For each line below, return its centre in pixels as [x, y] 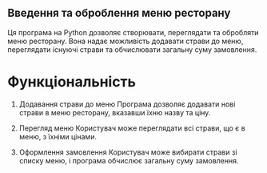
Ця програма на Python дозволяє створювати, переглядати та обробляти [133, 32]
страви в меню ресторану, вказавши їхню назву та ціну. [115, 112]
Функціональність [72, 82]
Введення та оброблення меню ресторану [119, 13]
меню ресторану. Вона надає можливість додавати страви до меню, [126, 41]
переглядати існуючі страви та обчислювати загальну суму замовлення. [132, 49]
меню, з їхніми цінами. [58, 136]
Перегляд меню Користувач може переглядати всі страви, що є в [132, 128]
